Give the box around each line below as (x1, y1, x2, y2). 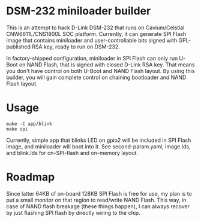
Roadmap (6, 171, 55, 184)
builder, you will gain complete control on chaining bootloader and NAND (6, 74, 187, 81)
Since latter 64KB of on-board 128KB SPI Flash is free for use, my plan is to (6, 190, 192, 197)
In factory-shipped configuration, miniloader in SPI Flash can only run (6, 54, 178, 62)
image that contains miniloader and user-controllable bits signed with (6, 37, 178, 44)
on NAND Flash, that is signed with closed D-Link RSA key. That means (19, 61, 195, 68)
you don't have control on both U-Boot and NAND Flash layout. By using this (6, 67, 195, 74)
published (6, 43, 31, 50)
